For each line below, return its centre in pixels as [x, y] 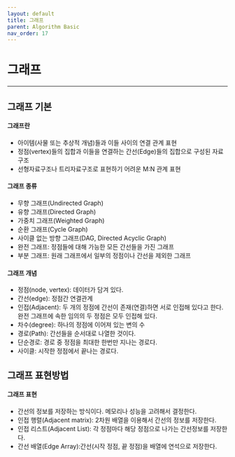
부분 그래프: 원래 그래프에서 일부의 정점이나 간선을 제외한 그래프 [104, 255]
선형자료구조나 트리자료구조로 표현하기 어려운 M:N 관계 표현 [99, 169]
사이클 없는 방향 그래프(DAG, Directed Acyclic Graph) [92, 238]
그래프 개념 [22, 273]
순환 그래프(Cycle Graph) [53, 229]
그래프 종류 [22, 186]
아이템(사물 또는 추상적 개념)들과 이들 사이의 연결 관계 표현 [97, 142]
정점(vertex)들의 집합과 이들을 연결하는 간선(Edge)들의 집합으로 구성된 [114, 151]
